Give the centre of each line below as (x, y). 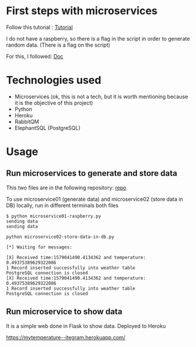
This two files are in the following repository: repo (66, 188)
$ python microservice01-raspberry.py (54, 216)
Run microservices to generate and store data (92, 173)
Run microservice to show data (64, 312)
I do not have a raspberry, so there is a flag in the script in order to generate (98, 38)
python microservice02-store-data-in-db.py (60, 237)
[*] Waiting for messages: (39, 247)
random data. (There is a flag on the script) (58, 45)
